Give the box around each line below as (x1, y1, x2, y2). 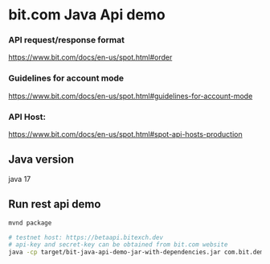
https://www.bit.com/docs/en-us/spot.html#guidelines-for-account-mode (8, 91, 253, 101)
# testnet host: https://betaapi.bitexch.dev (8, 233, 163, 241)
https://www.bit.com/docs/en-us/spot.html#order (8, 52, 173, 62)
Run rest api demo (8, 197, 101, 211)
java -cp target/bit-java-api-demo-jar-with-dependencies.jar (8, 248, 221, 257)
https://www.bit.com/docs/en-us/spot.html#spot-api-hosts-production (8, 130, 243, 139)
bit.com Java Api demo (8, 6, 166, 24)
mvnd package (8, 219, 52, 227)
